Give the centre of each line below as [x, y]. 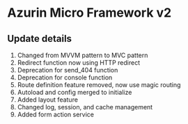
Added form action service [56, 114]
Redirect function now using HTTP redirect [79, 63]
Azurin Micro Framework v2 [89, 13]
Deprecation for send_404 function [68, 70]
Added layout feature [48, 100]
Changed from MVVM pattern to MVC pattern [83, 55]
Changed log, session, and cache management [85, 107]
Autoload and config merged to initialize [75, 92]
